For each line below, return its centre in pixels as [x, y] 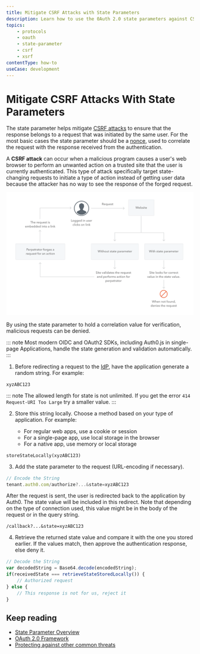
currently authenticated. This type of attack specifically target [82, 171]
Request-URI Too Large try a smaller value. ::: [61, 402]
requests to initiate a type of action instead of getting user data [108, 178]
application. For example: [46, 420]
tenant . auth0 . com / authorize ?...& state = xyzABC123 [68, 484]
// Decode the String [33, 562]
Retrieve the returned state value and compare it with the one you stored [104, 537]
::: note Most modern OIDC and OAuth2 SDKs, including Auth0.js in [88, 342]
